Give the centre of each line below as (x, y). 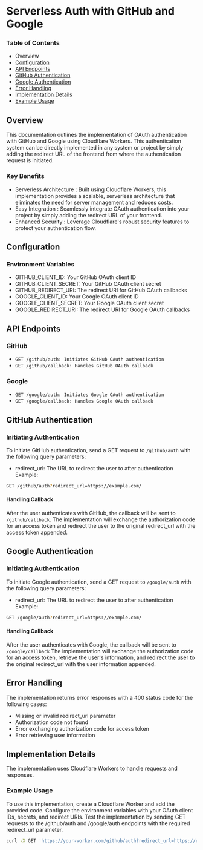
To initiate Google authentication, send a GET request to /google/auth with (99, 582)
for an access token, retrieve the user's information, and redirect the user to (101, 657)
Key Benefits (25, 176)
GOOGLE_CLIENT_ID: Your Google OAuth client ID (77, 297)
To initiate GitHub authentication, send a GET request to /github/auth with (98, 450)
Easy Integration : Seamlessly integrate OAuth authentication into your (102, 209)
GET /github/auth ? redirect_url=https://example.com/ (74, 486)
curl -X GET (21, 841)
